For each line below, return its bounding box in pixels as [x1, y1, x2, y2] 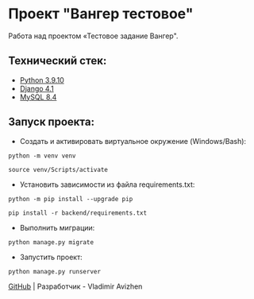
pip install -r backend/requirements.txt [8, 208, 148, 217]
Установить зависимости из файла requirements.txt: [19, 180, 195, 189]
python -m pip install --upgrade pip [8, 195, 133, 203]
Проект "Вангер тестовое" [8, 5, 194, 23]
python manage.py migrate [8, 238, 94, 247]
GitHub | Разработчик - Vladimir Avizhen [8, 282, 143, 291]
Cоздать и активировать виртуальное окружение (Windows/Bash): [19, 136, 247, 146]
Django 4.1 [19, 83, 54, 93]
